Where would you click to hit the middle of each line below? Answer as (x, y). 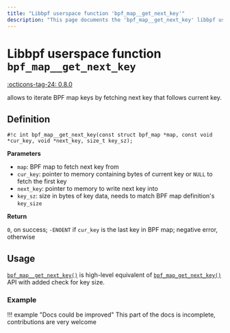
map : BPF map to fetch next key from (68, 167)
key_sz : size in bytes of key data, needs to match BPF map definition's (116, 196)
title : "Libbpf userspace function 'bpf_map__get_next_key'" (96, 13)
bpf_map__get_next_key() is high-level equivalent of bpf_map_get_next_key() (114, 275)
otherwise (21, 237)
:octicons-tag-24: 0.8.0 (40, 84)
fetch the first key (42, 181)
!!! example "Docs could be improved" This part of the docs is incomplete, (111, 315)
